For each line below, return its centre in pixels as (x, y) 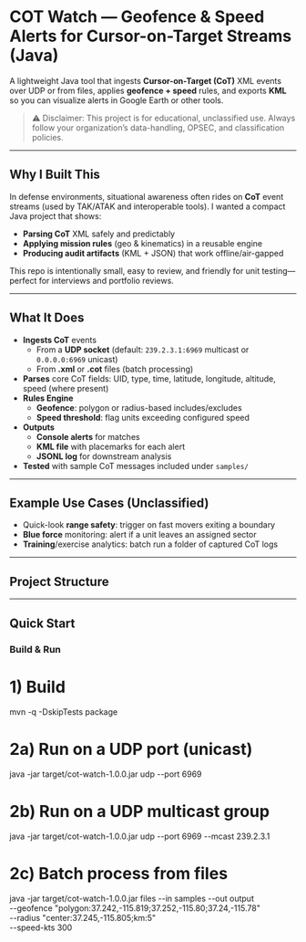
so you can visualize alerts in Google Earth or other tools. (117, 100)
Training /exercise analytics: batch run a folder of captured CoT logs (150, 544)
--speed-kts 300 (41, 927)
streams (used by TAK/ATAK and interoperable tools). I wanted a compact (148, 206)
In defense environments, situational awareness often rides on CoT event (147, 196)
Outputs (38, 427)
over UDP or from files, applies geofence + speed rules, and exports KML (148, 90)
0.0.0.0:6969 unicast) (77, 359)
